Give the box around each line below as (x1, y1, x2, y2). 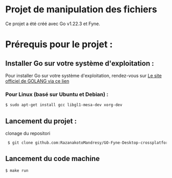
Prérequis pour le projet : (5, 38, 113, 50)
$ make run (5, 168, 29, 173)
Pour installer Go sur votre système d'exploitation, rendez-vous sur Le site (5, 72, 162, 78)
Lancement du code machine (5, 154, 100, 163)
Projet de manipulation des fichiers (5, 4, 157, 15)
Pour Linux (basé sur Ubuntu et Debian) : (5, 91, 109, 98)
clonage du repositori (5, 130, 50, 136)
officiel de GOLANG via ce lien (5, 78, 70, 84)
